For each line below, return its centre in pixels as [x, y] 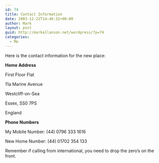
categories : [17, 37]
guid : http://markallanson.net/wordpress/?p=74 [55, 32]
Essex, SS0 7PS [21, 103]
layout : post [18, 28]
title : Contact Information [34, 14]
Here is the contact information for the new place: [55, 55]
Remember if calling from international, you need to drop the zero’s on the [80, 151]
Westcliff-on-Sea [22, 93]
